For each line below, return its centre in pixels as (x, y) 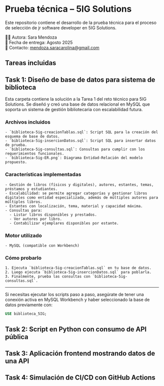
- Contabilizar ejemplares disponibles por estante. (64, 223)
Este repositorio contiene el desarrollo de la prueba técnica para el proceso (81, 23)
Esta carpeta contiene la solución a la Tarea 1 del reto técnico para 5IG (76, 99)
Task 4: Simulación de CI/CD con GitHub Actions (80, 378)
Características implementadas (43, 175)
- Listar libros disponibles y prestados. (53, 215)
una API (17, 361)
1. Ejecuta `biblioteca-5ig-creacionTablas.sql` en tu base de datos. (78, 268)
